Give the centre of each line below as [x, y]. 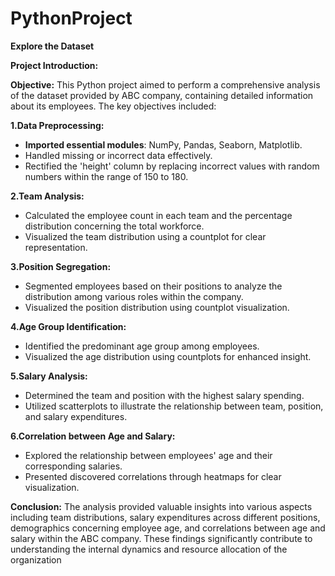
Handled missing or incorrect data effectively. [118, 155]
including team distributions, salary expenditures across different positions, [165, 517]
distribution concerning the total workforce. [114, 226]
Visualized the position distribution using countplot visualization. [157, 307]
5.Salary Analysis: [49, 376]
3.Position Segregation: [61, 266]
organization [36, 559]
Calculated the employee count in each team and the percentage [158, 215]
